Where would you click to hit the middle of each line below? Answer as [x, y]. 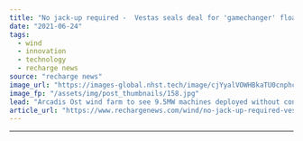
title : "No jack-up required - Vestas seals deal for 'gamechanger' [143, 18]
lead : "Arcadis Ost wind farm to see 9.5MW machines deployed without [145, 102]
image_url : [30, 85]
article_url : [34, 110]
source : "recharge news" [56, 77]
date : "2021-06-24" [46, 26]
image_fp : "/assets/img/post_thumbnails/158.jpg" [105, 93]
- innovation [42, 52]
